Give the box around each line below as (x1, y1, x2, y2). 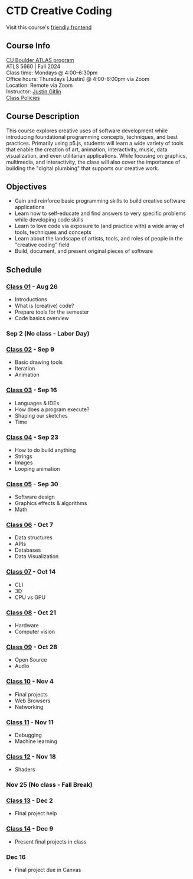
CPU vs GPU (14, 594, 46, 601)
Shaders (14, 766, 35, 773)
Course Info (6, 41, 51, 51)
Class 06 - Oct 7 (6, 521, 53, 529)
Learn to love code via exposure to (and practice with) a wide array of (14, 223, 185, 230)
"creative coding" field (14, 241, 70, 249)
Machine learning (14, 737, 57, 745)
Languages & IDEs (14, 399, 60, 406)
